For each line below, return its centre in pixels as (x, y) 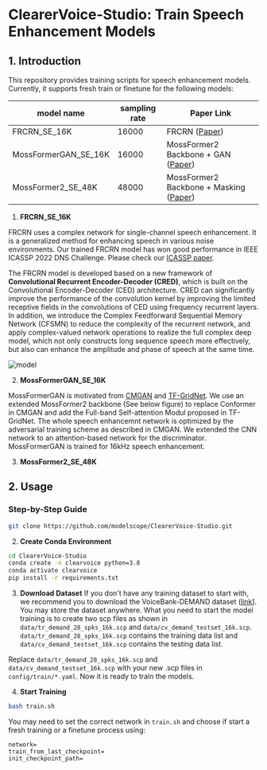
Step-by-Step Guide (48, 510)
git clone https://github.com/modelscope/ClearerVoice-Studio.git (120, 526)
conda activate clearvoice (53, 571)
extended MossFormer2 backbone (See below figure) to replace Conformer (132, 404)
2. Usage (31, 487)
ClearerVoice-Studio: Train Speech (126, 15)
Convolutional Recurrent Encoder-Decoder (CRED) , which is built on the (128, 281)
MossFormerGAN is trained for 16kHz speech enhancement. (106, 446)
